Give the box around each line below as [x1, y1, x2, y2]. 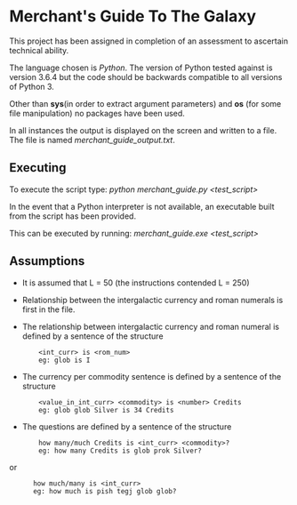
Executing [9, 160, 67, 175]
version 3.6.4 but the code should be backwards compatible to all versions [9, 71, 283, 82]
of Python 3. [9, 81, 55, 92]
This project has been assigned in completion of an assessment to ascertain [9, 36, 289, 46]
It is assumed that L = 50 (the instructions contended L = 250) [21, 277, 251, 288]
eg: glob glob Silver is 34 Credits [38, 405, 174, 414]
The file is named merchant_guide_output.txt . [9, 134, 175, 145]
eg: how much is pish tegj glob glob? [32, 486, 177, 495]
